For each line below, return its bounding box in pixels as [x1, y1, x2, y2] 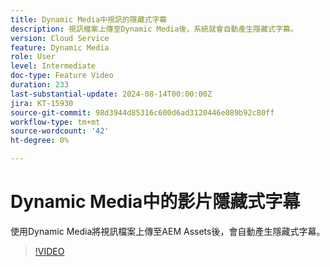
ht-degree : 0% [10, 136, 70, 146]
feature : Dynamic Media [10, 42, 110, 53]
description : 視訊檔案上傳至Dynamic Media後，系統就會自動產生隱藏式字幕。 [10, 24, 298, 34]
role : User [10, 52, 56, 62]
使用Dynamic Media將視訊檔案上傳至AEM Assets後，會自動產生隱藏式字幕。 [10, 225, 326, 237]
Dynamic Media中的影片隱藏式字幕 [10, 191, 301, 213]
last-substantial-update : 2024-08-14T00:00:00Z [10, 89, 213, 99]
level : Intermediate [10, 61, 97, 71]
